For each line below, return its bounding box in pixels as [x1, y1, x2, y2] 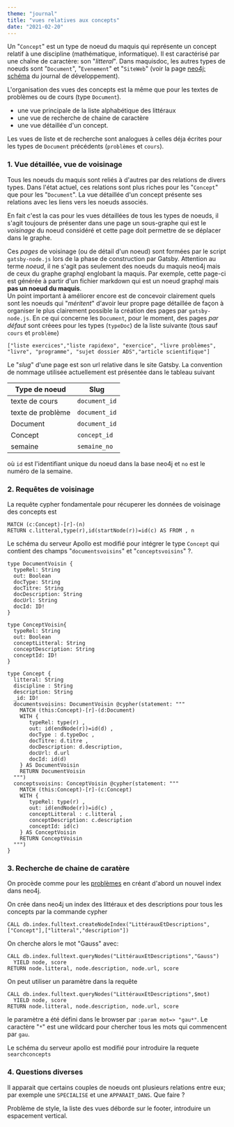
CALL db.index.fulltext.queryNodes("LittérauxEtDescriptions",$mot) [7, 991, 210, 998]
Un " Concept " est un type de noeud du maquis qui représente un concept [7, 43, 217, 51]
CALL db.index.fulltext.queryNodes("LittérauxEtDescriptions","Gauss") [7, 953, 219, 960]
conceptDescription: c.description [29, 816, 132, 823]
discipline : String [13, 682, 73, 689]
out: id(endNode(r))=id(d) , [29, 725, 114, 732]
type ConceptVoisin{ [7, 621, 68, 628]
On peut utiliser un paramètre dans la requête [7, 978, 138, 986]
